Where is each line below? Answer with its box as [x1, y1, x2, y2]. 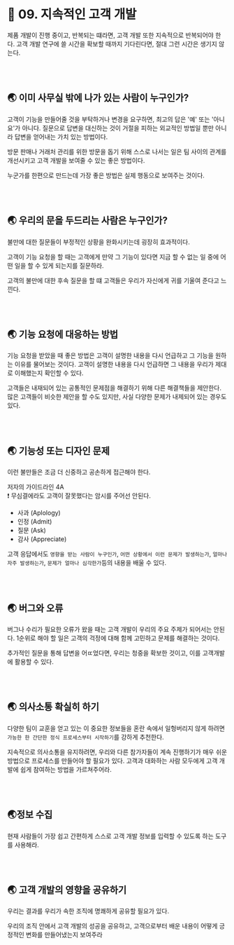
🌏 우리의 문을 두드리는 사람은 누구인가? [7, 215, 168, 226]
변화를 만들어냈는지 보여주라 [25, 930, 103, 939]
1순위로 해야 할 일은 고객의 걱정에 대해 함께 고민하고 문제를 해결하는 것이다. [16, 634, 220, 642]
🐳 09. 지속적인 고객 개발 [7, 6, 137, 22]
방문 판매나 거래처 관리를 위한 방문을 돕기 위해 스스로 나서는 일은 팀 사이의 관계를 [7, 147, 227, 156]
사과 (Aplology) [17, 509, 61, 517]
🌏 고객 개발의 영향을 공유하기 [7, 884, 127, 896]
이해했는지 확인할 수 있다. [14, 369, 84, 377]
